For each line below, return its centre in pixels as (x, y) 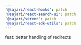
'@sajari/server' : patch (31, 19)
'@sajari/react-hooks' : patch (36, 10)
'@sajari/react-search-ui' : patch (41, 14)
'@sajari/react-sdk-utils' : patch (41, 23)
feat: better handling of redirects (38, 37)
